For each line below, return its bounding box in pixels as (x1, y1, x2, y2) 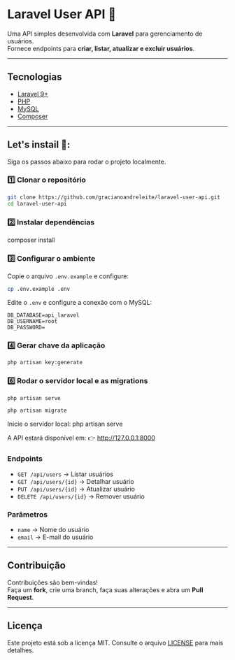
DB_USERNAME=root (7, 318, 58, 325)
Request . (7, 593, 34, 601)
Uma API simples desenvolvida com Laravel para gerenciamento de (7, 29, 203, 38)
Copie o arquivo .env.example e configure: (7, 272, 129, 280)
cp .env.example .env (7, 286, 71, 293)
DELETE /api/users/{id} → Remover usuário (17, 492, 145, 501)
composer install (7, 236, 55, 244)
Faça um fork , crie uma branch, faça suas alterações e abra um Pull (7, 585, 204, 594)
